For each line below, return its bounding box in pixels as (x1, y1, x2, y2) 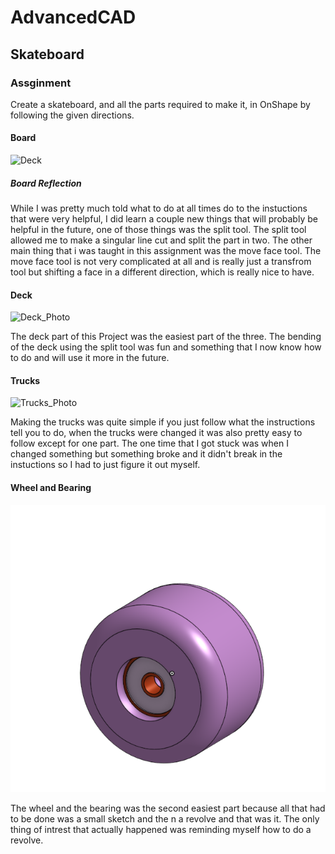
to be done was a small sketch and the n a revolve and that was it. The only (10, 813, 320, 825)
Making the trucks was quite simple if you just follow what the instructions (10, 416, 316, 428)
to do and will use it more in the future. (10, 352, 170, 364)
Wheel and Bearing (10, 482, 92, 494)
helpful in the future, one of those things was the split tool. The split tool (10, 224, 307, 236)
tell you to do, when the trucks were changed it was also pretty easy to (10, 427, 303, 439)
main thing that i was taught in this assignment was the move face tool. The (10, 245, 322, 257)
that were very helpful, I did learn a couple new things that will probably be (10, 213, 318, 225)
